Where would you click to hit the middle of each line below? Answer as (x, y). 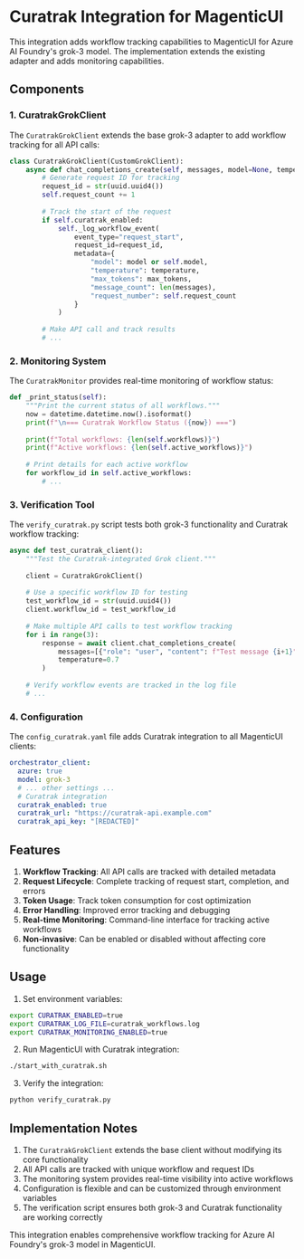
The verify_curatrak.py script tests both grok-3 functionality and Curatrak (149, 525)
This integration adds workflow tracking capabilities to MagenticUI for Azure (152, 42)
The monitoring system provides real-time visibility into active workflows (158, 1178)
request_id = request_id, (119, 245)
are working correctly (62, 1217)
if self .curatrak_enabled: (93, 220)
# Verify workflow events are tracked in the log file (131, 685)
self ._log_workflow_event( (109, 228)
